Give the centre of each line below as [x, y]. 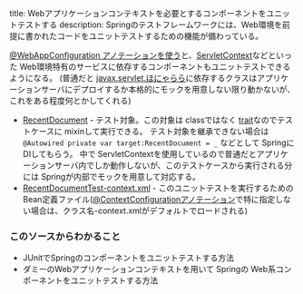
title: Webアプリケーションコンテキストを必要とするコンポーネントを [138, 13]
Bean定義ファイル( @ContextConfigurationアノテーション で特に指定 [149, 199]
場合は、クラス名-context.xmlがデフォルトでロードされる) [139, 211]
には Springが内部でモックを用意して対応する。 [112, 176]
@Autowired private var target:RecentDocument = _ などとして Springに [158, 142]
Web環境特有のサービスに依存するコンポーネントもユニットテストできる [155, 67]
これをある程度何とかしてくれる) [70, 101]
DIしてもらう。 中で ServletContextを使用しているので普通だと [139, 154]
